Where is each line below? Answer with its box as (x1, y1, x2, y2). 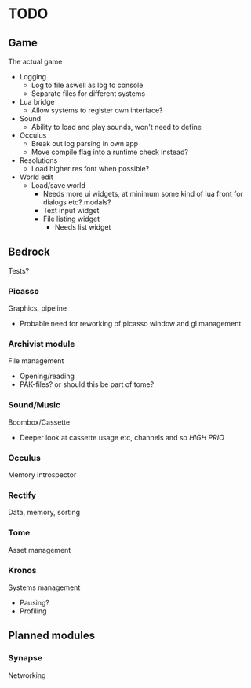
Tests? (8, 266, 30, 275)
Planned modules (8, 629, 96, 642)
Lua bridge (19, 97, 55, 106)
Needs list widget (54, 223, 111, 232)
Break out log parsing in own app (31, 139, 139, 148)
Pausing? (19, 598, 49, 607)
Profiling (19, 606, 47, 616)
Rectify (8, 489, 37, 500)
